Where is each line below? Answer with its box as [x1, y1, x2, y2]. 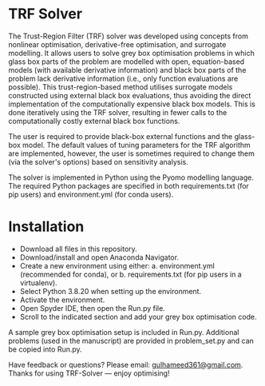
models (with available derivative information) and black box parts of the [8, 65, 247, 74]
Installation [8, 217, 85, 236]
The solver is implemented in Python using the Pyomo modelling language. [8, 173, 254, 182]
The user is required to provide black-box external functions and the [8, 131, 233, 141]
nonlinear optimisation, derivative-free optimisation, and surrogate [8, 39, 227, 49]
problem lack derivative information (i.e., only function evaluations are [8, 74, 239, 83]
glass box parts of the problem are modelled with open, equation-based [8, 57, 245, 66]
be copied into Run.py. [8, 344, 82, 354]
